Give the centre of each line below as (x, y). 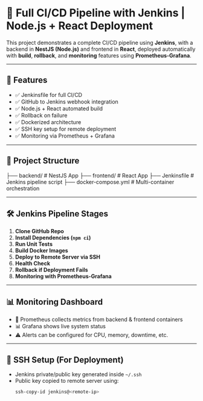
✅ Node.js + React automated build (59, 108)
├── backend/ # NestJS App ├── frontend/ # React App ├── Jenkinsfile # (100, 175)
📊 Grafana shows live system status (60, 326)
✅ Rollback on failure (41, 115)
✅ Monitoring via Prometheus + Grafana (65, 136)
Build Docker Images (41, 251)
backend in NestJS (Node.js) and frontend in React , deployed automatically (101, 49)
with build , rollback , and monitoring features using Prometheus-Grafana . (99, 55)
